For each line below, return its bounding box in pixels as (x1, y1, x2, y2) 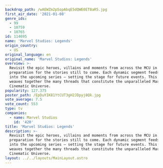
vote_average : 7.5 (5, 97, 42, 102)
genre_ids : (5, 16, 27, 21)
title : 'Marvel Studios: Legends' (5, 124, 75, 129)
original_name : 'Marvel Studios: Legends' (5, 57, 92, 61)
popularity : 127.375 (5, 88, 47, 93)
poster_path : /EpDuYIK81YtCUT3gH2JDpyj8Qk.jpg (5, 92, 101, 97)
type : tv (5, 106, 23, 111)
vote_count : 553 (5, 102, 38, 107)
